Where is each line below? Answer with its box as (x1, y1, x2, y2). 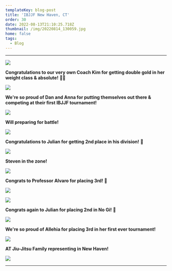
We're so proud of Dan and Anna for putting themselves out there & (5, 94, 152, 100)
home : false (5, 31, 31, 36)
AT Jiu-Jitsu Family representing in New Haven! (5, 245, 109, 252)
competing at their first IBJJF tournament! (5, 99, 97, 105)
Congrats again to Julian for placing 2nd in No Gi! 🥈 (5, 207, 116, 213)
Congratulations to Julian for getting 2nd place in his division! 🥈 (5, 139, 144, 145)
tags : (5, 36, 17, 41)
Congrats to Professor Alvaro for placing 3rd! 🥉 (5, 177, 107, 184)
